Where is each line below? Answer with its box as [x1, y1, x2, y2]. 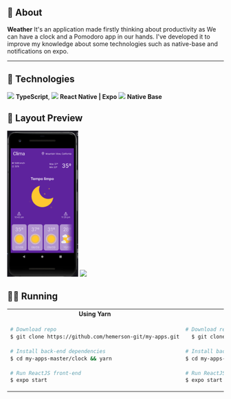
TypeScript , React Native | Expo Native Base [15, 92, 163, 100]
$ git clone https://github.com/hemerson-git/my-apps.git [10, 334, 180, 341]
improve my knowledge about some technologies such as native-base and [7, 39, 219, 48]
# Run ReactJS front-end [10, 369, 81, 376]
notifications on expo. [7, 47, 69, 55]
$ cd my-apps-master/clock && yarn [10, 355, 112, 362]
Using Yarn [78, 310, 111, 318]
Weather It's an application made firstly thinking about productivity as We [7, 25, 217, 33]
